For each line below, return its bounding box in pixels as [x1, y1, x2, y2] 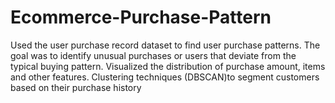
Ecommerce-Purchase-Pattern [10, 6, 272, 29]
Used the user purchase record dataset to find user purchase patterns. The [10, 39, 321, 51]
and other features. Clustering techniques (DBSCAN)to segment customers [10, 71, 320, 83]
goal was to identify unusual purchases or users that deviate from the [10, 49, 297, 61]
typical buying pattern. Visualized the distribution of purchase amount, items [10, 60, 326, 72]
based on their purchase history [10, 81, 142, 93]
